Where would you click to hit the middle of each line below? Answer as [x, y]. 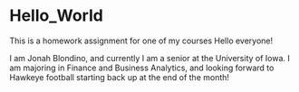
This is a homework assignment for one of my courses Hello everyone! [141, 41]
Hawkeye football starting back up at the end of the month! [119, 77]
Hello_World [57, 16]
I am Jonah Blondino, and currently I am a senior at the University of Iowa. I [149, 58]
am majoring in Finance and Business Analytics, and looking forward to [142, 68]
